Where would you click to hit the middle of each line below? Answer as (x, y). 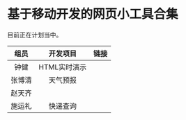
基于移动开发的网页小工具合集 (93, 14)
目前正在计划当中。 (35, 35)
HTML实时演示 (63, 67)
